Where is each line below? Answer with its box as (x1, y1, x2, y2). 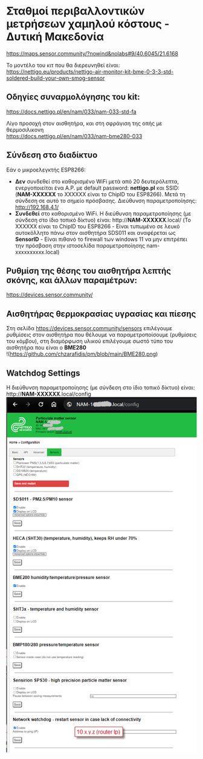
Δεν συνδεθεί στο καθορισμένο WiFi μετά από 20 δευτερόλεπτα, (14, 178, 179, 185)
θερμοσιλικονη (6, 126, 44, 133)
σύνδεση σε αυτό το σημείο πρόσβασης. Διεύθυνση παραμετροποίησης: (14, 197, 197, 204)
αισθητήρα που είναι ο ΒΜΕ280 (6, 344, 86, 351)
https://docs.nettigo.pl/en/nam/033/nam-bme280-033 (6, 132, 143, 139)
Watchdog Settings (6, 368, 80, 378)
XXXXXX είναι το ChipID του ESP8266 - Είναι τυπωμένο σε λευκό (14, 222, 180, 230)
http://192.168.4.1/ (14, 203, 59, 211)
